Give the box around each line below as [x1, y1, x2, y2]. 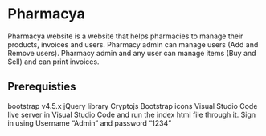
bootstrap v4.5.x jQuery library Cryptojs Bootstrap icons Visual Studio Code [7, 101, 258, 110]
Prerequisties [7, 80, 77, 94]
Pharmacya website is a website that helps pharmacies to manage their [7, 31, 243, 41]
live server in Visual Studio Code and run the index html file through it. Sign [7, 110, 256, 119]
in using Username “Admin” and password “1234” [7, 118, 172, 128]
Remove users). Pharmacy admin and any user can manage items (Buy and [7, 48, 256, 58]
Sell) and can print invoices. [7, 57, 100, 66]
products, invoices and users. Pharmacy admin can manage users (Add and [7, 39, 259, 49]
